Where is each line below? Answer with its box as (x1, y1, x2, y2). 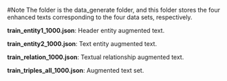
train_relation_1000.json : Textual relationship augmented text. (7, 53, 184, 61)
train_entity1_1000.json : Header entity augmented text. (7, 27, 165, 34)
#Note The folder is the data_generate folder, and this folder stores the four (7, 6, 220, 14)
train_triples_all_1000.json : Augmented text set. (7, 67, 144, 74)
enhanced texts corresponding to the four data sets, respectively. (7, 13, 193, 21)
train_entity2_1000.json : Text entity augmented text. (7, 40, 157, 47)
